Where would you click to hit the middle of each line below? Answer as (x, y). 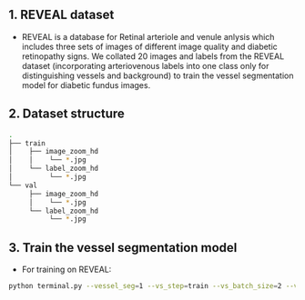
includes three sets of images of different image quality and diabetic (150, 46)
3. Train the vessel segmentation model (123, 248)
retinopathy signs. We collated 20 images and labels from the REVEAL (153, 56)
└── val (23, 185)
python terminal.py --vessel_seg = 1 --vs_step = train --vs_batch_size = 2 (145, 286)
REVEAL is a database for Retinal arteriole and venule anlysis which (148, 36)
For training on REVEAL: (66, 270)
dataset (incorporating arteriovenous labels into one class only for (145, 65)
